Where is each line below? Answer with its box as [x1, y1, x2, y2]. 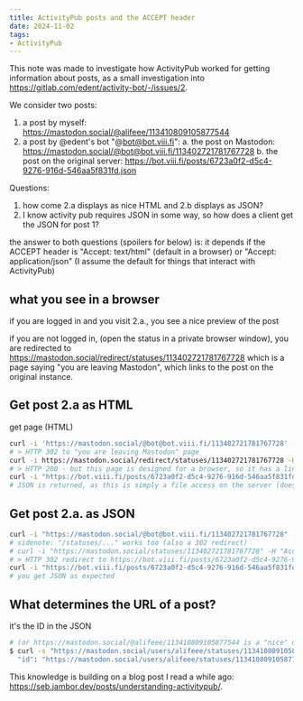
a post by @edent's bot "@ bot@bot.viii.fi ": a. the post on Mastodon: [22, 136, 275, 147]
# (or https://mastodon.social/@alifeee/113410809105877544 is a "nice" [9, 638, 289, 647]
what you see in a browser [9, 291, 161, 307]
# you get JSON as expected [9, 572, 115, 581]
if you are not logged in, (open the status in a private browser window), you [9, 333, 289, 344]
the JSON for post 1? [22, 219, 100, 230]
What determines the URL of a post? [9, 596, 216, 612]
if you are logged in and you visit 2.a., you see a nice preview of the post [9, 316, 280, 327]
